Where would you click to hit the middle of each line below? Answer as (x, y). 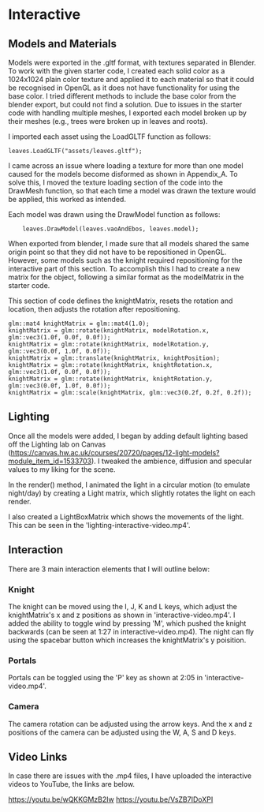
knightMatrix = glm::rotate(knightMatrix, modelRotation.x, (109, 331)
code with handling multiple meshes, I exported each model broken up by (127, 113)
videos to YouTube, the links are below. (72, 784)
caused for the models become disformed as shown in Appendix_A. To (123, 174)
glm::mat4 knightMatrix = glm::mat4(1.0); (79, 324)
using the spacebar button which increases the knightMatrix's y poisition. (127, 640)
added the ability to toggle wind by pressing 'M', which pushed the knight (127, 623)
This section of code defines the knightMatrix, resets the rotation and (121, 301)
